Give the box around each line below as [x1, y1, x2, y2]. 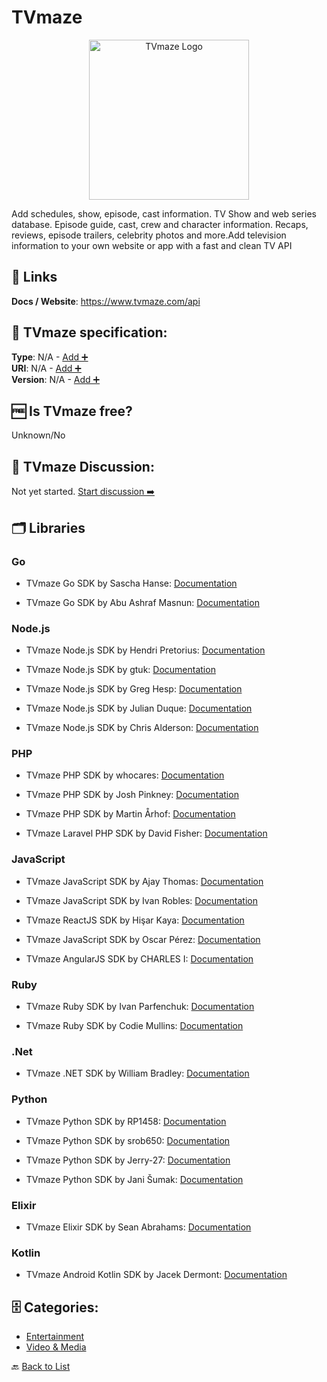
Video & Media [25, 1341, 87, 1353]
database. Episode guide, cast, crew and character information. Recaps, [11, 218, 309, 230]
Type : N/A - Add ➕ [11, 351, 89, 363]
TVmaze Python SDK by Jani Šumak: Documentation [25, 1173, 244, 1185]
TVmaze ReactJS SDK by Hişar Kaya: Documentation [25, 914, 245, 926]
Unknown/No [11, 429, 66, 441]
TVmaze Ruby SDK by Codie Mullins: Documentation [25, 1020, 244, 1032]
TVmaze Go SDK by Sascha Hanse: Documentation [25, 577, 238, 589]
